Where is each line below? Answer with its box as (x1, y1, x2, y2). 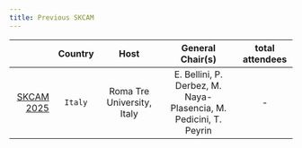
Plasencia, (170, 101, 214, 114)
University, (106, 96, 153, 109)
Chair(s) (180, 53, 218, 65)
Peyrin (184, 124, 213, 136)
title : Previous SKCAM (9, 13, 94, 22)
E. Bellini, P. (173, 68, 223, 81)
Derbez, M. (174, 79, 222, 91)
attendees (242, 53, 288, 65)
